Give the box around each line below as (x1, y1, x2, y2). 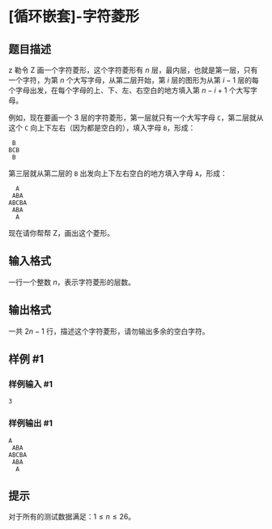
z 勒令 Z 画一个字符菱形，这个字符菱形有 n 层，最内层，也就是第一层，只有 (8, 66, 258, 75)
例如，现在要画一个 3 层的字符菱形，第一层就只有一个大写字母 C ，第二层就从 (8, 113, 264, 122)
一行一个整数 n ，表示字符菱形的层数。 (8, 277, 136, 287)
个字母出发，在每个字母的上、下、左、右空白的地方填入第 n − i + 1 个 (8, 86, 236, 95)
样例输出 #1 (8, 418, 53, 429)
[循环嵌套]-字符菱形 (8, 7, 140, 26)
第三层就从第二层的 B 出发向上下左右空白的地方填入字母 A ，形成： (8, 169, 228, 178)
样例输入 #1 (8, 378, 53, 390)
